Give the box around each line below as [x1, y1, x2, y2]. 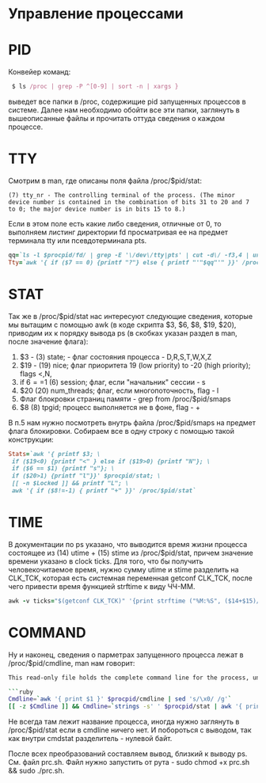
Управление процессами [8, 5, 184, 23]
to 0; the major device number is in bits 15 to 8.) [8, 205, 186, 213]
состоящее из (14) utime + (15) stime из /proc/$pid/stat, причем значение [8, 548, 253, 557]
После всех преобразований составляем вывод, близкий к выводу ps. [8, 749, 248, 758]
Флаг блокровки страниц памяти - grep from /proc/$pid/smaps [19, 393, 231, 404]
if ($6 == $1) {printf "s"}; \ [11, 465, 115, 473]
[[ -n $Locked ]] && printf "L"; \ [11, 480, 129, 488]
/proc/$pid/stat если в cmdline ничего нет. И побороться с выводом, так [8, 725, 252, 735]
